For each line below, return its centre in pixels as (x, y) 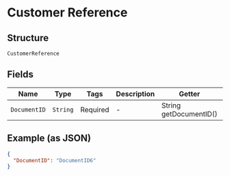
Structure (28, 38)
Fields (21, 74)
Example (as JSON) (49, 138)
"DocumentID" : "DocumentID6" (55, 160)
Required (94, 110)
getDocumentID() (189, 114)
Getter (190, 94)
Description (136, 94)
